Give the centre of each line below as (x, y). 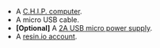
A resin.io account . (46, 36)
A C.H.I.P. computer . (49, 11)
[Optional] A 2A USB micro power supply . (84, 28)
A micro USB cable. (48, 20)
